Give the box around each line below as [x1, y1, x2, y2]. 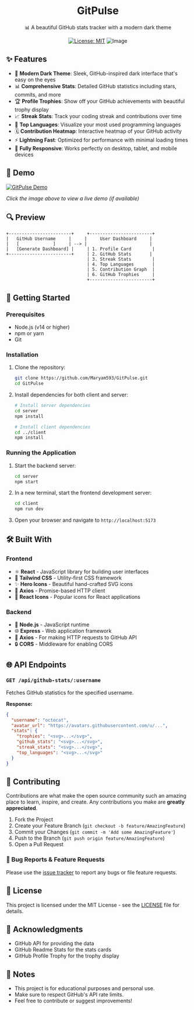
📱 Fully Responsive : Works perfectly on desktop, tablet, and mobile [14, 144, 178, 151]
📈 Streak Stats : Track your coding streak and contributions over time [14, 112, 182, 119]
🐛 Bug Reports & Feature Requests [6, 856, 105, 864]
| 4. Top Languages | [86, 261, 156, 267]
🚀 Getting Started [6, 292, 70, 302]
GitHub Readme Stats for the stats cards [14, 946, 112, 953]
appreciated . [6, 805, 38, 812]
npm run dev [14, 506, 44, 512]
